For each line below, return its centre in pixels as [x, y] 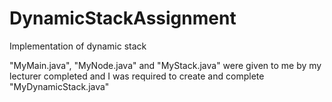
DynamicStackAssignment [123, 18]
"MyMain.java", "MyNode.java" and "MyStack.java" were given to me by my [165, 65]
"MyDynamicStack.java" [59, 86]
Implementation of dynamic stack [78, 46]
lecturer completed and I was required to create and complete [137, 76]
